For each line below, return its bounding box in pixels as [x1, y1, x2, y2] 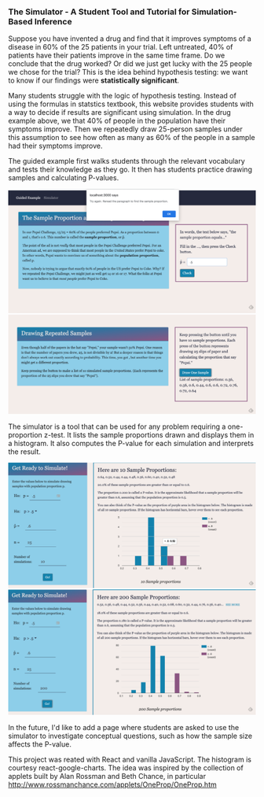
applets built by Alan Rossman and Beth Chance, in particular [8, 772, 207, 781]
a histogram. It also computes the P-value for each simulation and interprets [8, 439, 254, 448]
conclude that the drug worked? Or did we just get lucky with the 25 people [8, 59, 253, 68]
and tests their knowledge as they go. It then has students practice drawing [8, 164, 253, 175]
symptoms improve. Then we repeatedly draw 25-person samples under [8, 124, 243, 134]
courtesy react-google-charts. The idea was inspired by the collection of [8, 763, 244, 773]
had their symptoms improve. [8, 141, 103, 151]
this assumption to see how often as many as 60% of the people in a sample [8, 133, 255, 142]
